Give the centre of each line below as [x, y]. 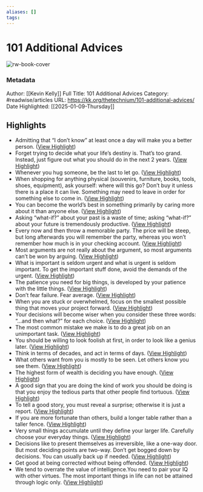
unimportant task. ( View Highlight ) [58, 333]
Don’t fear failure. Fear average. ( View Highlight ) [75, 295]
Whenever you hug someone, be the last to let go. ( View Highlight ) [98, 172]
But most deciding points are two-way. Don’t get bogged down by [97, 449]
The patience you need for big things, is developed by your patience [100, 282]
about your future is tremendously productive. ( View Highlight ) [93, 224]
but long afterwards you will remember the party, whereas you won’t [100, 237]
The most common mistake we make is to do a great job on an [93, 327]
